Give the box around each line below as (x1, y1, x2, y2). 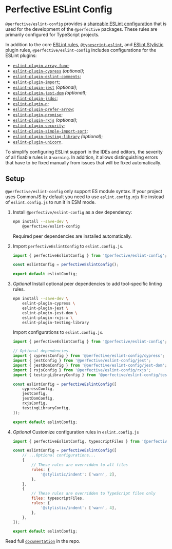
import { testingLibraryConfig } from (12, 372, 96, 377)
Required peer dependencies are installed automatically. (12, 233, 132, 239)
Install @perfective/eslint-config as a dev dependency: (12, 209, 132, 215)
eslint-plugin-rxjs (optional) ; (12, 117, 78, 123)
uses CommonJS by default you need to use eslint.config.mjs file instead (5, 194, 164, 200)
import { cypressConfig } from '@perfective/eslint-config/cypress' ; (12, 353, 165, 358)
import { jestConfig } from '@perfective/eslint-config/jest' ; (12, 358, 151, 363)
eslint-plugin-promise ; (12, 111, 63, 118)
